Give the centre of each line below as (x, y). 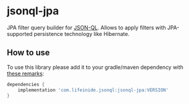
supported (20, 33)
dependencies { (26, 84)
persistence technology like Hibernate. (82, 33)
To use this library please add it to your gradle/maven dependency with (95, 67)
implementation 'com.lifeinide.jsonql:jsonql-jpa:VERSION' (93, 90)
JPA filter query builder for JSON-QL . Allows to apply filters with (86, 27)
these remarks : (26, 74)
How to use (28, 53)
